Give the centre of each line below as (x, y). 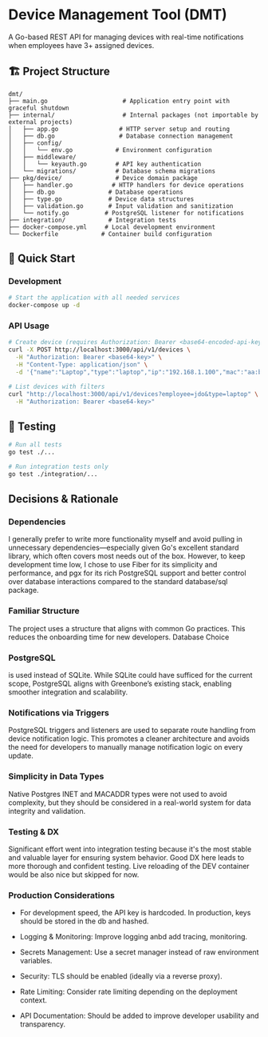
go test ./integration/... (53, 474)
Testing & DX (34, 831)
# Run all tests (35, 445)
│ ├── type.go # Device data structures (101, 199)
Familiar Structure (44, 611)
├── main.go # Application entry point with (119, 101)
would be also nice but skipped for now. (74, 875)
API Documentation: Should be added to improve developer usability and (139, 1016)
